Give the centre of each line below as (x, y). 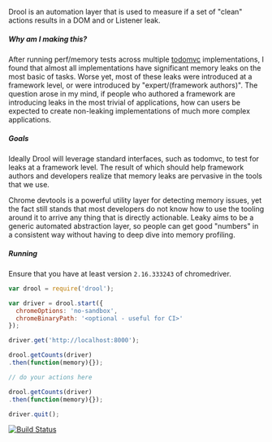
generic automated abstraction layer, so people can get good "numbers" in (134, 225)
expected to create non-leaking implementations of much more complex (129, 111)
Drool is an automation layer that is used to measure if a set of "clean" (125, 12)
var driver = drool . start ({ (56, 303)
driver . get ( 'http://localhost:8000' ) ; (74, 341)
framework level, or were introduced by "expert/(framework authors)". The (133, 85)
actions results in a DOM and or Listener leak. (84, 20)
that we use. (29, 184)
